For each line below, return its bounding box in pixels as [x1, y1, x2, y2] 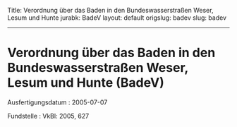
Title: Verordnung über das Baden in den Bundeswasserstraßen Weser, [7, 6, 214, 14]
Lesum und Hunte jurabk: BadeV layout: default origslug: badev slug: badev [7, 13, 227, 22]
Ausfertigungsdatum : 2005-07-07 [7, 98, 108, 107]
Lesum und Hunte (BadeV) [7, 75, 164, 91]
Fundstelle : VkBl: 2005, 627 [7, 111, 90, 120]
